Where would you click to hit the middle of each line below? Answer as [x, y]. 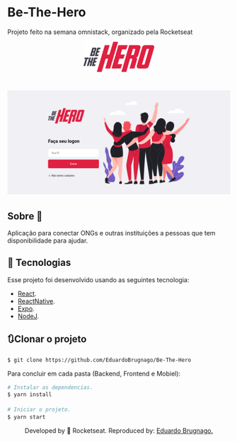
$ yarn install [30, 395]
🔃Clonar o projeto [47, 339]
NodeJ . [28, 316]
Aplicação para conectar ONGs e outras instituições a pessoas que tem [111, 233]
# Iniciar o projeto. [39, 410]
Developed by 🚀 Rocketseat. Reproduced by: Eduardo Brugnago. [119, 430]
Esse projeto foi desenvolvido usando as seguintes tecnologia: [98, 279]
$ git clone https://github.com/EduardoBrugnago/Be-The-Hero [99, 360]
